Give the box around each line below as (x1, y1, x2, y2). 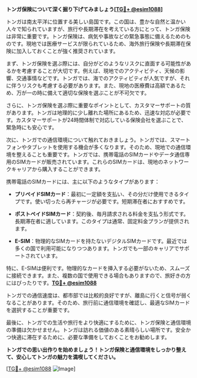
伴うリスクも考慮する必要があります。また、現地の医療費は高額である (11, 82, 181, 89)
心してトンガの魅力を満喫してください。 (21, 353, 119, 360)
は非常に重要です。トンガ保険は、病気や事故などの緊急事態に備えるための (6, 33, 186, 40)
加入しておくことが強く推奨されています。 (16, 48, 119, 55)
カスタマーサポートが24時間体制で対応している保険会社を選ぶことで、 (15, 117, 187, 123)
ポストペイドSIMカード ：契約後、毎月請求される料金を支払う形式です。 (14, 211, 189, 217)
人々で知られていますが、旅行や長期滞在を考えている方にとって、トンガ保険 (6, 26, 191, 32)
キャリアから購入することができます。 (11, 166, 104, 173)
